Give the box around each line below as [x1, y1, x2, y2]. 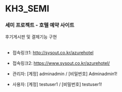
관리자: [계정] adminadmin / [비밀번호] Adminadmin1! [12, 71, 118, 77]
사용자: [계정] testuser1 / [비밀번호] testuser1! [12, 82, 102, 88]
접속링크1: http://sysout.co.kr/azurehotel [12, 50, 94, 56]
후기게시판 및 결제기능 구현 [5, 34, 57, 40]
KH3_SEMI [5, 3, 50, 14]
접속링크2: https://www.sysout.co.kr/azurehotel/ [12, 60, 110, 66]
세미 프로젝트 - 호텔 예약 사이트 [5, 22, 74, 29]
